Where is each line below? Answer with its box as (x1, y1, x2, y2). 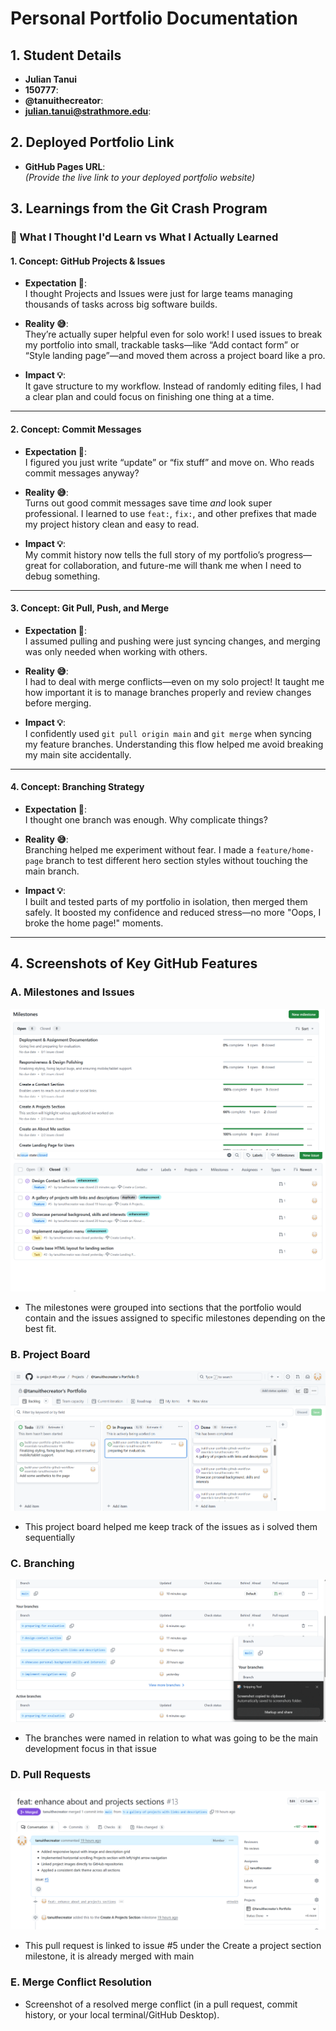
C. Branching (10, 1556, 75, 1570)
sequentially (24, 1531, 76, 1543)
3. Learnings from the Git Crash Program (10, 200, 268, 217)
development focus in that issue (24, 1742, 157, 1754)
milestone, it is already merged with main (24, 1950, 195, 1962)
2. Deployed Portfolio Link (10, 134, 175, 151)
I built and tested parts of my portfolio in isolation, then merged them (24, 895, 308, 907)
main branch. (24, 865, 80, 877)
